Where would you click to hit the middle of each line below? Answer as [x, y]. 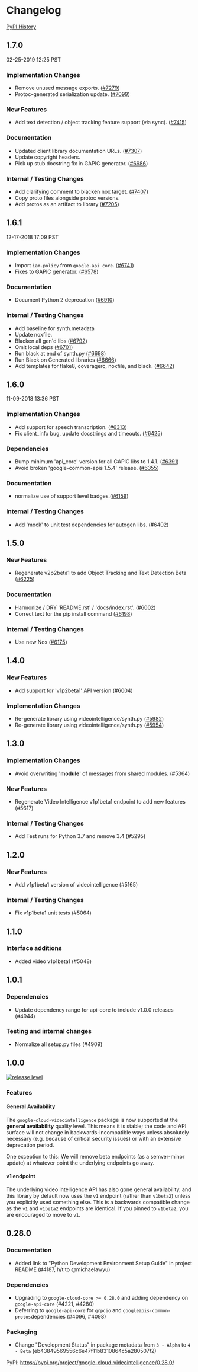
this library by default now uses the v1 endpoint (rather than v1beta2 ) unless [98, 1195]
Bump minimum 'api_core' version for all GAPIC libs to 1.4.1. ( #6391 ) [97, 462]
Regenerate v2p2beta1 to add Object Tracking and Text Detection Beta [100, 573]
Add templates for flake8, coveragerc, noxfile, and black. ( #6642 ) [95, 366]
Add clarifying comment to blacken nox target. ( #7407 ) [82, 191]
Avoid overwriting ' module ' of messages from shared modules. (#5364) [102, 773]
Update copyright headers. [48, 157]
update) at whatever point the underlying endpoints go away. [80, 1163]
